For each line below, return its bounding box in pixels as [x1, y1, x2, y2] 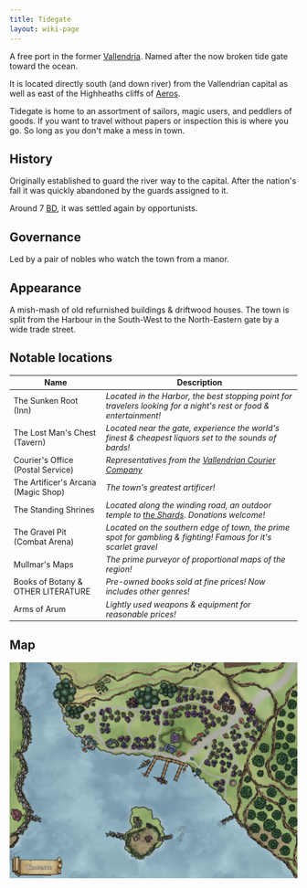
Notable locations [9, 350, 112, 365]
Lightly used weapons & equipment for [105, 598, 251, 609]
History [9, 151, 53, 166]
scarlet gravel [105, 541, 158, 552]
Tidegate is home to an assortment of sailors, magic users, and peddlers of [9, 105, 292, 116]
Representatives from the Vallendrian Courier [105, 455, 276, 465]
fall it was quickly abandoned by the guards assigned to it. [9, 185, 228, 196]
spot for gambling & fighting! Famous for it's [105, 531, 272, 543]
